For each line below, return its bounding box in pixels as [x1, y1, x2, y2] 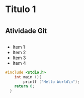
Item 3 [12, 55, 26, 61]
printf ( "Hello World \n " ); [23, 79, 80, 84]
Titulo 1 [5, 4, 36, 15]
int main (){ [14, 74, 42, 79]
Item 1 [12, 44, 25, 50]
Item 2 [12, 49, 26, 55]
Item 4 [12, 60, 26, 66]
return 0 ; [14, 84, 35, 89]
